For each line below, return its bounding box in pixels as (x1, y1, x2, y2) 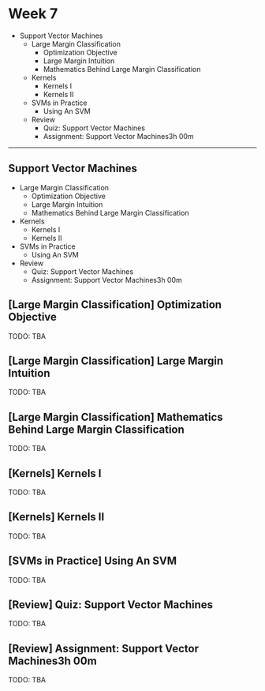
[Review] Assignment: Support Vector (8, 641, 200, 655)
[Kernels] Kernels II (8, 510, 105, 524)
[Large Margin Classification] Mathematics (8, 410, 223, 423)
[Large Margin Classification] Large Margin (8, 354, 224, 367)
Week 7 (8, 5, 58, 23)
